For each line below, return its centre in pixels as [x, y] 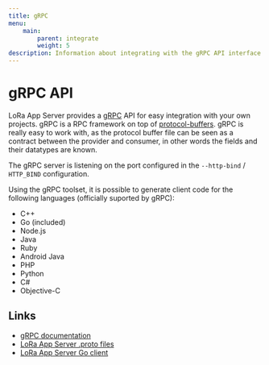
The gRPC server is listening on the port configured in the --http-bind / [127, 165]
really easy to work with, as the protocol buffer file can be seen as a [121, 132]
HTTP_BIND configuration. [49, 173]
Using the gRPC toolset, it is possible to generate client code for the [121, 189]
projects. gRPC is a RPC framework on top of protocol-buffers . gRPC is [126, 124]
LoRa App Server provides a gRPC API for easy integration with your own [130, 115]
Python [32, 273]
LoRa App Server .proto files [67, 344]
